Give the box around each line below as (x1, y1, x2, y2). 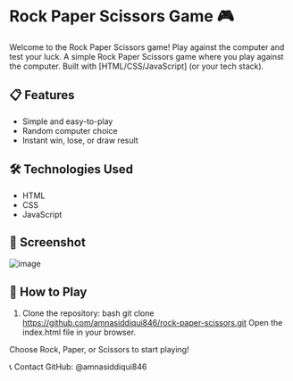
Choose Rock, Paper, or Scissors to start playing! (9, 344, 189, 355)
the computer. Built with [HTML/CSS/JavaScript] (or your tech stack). (9, 61, 264, 71)
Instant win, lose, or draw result (21, 135, 138, 145)
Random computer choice (21, 125, 118, 136)
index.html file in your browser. (21, 327, 137, 338)
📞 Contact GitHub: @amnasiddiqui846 (9, 361, 147, 372)
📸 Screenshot (9, 235, 87, 250)
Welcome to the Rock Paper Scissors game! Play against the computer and (9, 41, 285, 53)
